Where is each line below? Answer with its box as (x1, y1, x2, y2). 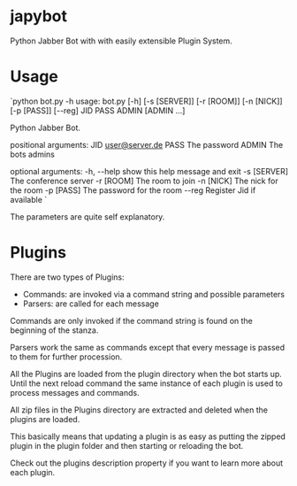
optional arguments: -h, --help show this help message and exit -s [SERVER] (10, 166, 289, 176)
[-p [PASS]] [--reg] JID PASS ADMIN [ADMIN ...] (10, 104, 186, 116)
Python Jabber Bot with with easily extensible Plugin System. (10, 35, 232, 46)
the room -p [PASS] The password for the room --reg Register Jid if (10, 184, 256, 196)
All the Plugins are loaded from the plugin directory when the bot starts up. (10, 368, 282, 379)
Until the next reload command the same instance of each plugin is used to (10, 378, 284, 389)
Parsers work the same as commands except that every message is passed (10, 342, 286, 352)
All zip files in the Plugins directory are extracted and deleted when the (10, 405, 269, 415)
